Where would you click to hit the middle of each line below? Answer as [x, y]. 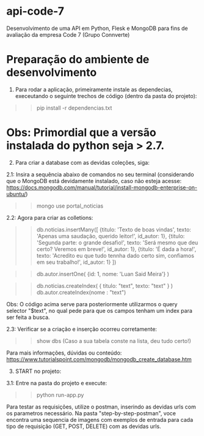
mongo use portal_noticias [70, 206]
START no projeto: [38, 371]
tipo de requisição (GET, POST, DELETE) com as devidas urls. [84, 426]
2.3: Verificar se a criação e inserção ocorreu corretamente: [82, 329]
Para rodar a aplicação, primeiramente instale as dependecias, [94, 89]
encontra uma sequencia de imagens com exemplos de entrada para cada [100, 419]
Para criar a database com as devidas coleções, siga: [82, 162]
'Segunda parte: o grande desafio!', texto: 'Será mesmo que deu [117, 242]
